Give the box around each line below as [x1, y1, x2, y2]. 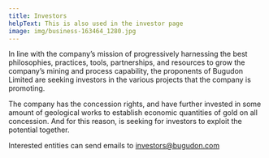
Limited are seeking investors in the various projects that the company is [8, 75, 252, 85]
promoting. [8, 83, 46, 93]
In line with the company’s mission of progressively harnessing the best [8, 49, 248, 59]
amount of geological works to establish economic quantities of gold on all [8, 108, 258, 117]
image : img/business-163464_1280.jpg [8, 27, 137, 35]
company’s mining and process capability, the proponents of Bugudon [8, 66, 244, 76]
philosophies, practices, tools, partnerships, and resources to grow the [8, 58, 245, 67]
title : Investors [8, 11, 67, 20]
